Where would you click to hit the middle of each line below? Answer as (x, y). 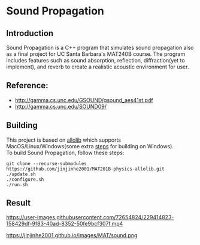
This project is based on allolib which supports (64, 140)
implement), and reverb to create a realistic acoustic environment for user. (98, 67)
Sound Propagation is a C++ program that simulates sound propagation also (100, 47)
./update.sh (21, 174)
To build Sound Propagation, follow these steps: (65, 153)
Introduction (30, 33)
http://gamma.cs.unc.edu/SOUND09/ (60, 106)
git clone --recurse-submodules (46, 163)
